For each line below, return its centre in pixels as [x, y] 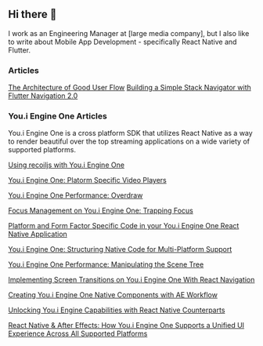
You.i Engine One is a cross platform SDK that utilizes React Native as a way [130, 133]
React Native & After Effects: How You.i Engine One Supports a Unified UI [126, 326]
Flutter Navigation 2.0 [43, 96]
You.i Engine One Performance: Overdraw [76, 195]
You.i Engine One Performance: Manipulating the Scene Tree [106, 264]
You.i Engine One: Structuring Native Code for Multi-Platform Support [120, 249]
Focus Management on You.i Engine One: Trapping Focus [101, 211]
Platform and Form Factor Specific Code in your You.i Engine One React [124, 226]
